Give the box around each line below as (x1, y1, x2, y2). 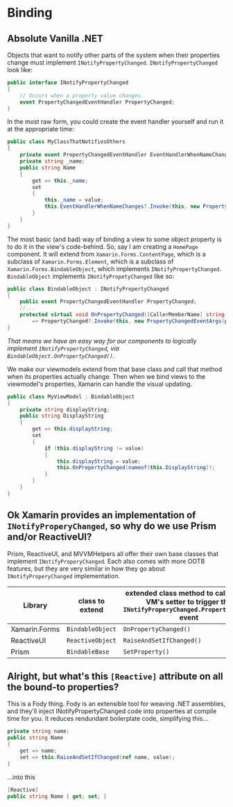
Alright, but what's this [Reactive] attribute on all (7, 670, 223, 682)
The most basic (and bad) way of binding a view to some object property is (7, 235, 222, 243)
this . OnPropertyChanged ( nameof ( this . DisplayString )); (56, 464, 216, 471)
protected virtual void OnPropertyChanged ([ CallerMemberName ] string (19, 311, 225, 318)
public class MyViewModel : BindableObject (7, 393, 135, 400)
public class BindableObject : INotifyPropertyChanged (7, 285, 169, 293)
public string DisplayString (19, 412, 104, 420)
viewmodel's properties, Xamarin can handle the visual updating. (7, 380, 193, 388)
